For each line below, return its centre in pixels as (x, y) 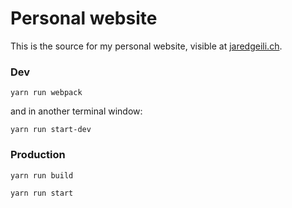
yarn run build (42, 175)
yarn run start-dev (51, 130)
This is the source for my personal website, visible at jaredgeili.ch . (146, 46)
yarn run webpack (46, 93)
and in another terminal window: (76, 111)
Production (38, 155)
